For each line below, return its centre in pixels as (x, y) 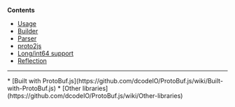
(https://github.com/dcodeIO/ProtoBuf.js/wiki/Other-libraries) (95, 96)
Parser (27, 38)
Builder (28, 31)
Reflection (32, 61)
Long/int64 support (45, 53)
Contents (21, 10)
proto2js (29, 46)
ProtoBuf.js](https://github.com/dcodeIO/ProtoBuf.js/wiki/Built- (133, 81)
